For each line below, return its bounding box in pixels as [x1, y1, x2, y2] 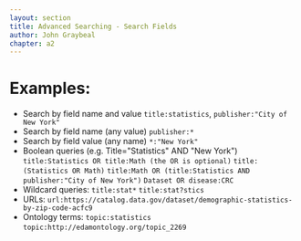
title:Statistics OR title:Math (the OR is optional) [22, 157, 232, 166]
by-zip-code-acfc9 [22, 204, 93, 213]
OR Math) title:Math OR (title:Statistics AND [71, 166, 251, 176]
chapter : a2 [9, 38, 55, 48]
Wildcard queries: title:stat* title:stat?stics [22, 184, 205, 195]
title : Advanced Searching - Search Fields [9, 22, 178, 31]
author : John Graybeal [9, 30, 96, 39]
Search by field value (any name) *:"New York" [22, 136, 199, 147]
